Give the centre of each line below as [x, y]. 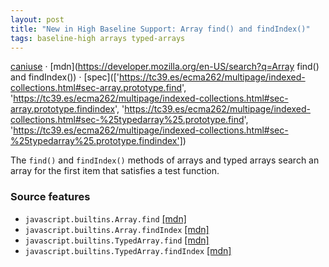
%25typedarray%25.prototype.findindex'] [96, 141]
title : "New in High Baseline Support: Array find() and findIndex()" [160, 29]
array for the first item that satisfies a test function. [115, 171]
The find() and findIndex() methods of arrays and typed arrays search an [165, 160]
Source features [50, 197]
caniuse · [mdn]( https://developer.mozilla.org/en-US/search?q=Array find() [165, 67]
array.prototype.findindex [63, 109]
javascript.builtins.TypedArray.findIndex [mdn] [128, 250]
